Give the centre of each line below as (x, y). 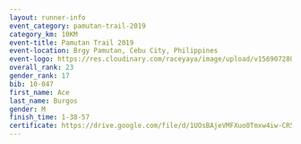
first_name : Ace (39, 92)
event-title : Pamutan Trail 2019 (72, 42)
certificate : (34, 126)
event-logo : (31, 59)
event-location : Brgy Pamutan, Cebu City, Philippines (114, 51)
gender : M (28, 109)
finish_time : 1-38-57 (50, 117)
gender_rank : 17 (39, 76)
